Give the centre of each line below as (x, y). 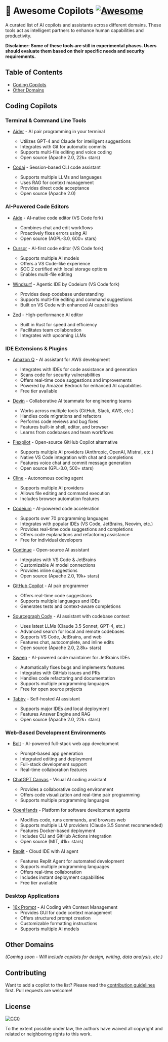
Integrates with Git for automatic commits (63, 147)
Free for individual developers (51, 540)
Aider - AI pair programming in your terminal (59, 132)
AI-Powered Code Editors (37, 207)
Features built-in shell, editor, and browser (64, 427)
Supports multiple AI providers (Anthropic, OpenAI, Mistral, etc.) (87, 452)
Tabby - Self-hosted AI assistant (46, 699)
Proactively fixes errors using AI (53, 233)
